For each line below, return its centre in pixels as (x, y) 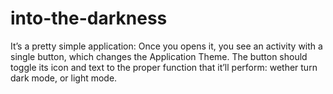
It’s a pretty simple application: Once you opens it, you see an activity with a (166, 46)
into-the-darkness (89, 18)
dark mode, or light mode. (64, 78)
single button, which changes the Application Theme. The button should (159, 56)
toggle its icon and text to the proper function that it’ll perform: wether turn (164, 67)
